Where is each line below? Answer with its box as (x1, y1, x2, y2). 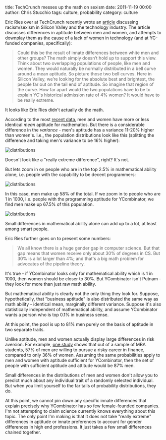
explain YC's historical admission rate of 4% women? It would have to (17, 92, 160, 98)
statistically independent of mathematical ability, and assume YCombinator (5, 307, 158, 312)
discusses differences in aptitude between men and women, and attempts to (5, 30, 162, 35)
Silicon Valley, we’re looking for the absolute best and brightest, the (17, 76, 155, 82)
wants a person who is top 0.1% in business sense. (5, 312, 109, 317)
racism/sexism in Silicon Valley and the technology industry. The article (5, 24, 151, 30)
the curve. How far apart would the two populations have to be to (17, 87, 151, 92)
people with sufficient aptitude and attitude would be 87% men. (5, 363, 135, 369)
